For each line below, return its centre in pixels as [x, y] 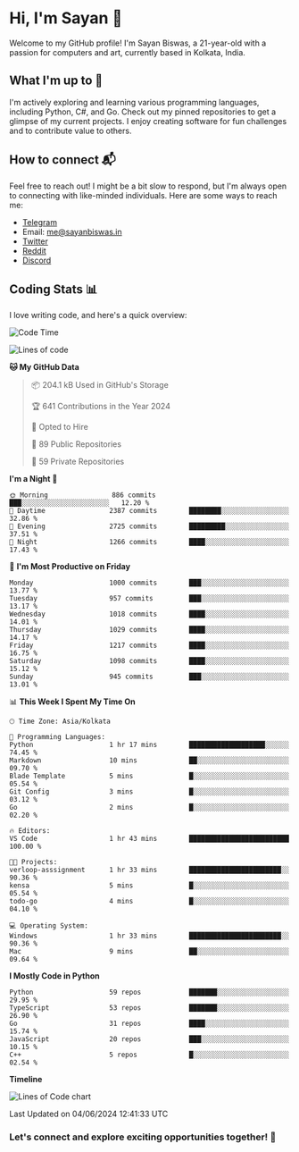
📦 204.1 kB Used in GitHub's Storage [100, 385]
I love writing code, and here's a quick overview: [98, 315]
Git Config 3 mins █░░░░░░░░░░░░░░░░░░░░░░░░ [149, 792]
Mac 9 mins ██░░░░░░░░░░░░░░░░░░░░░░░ [149, 952]
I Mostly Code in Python [54, 976]
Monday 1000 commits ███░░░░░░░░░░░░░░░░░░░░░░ [149, 583]
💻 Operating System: [49, 926]
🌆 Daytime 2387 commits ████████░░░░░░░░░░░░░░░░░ [149, 511]
